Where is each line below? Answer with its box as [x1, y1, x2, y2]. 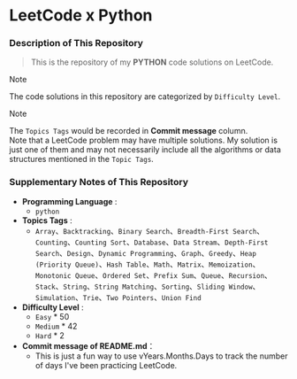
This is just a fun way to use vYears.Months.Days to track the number [34, 351, 288, 361]
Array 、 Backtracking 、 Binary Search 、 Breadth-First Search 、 [34, 225, 265, 236]
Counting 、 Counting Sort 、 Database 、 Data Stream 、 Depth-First [34, 236, 269, 247]
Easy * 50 [34, 311, 70, 321]
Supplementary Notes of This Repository [9, 176, 188, 189]
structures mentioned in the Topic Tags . [9, 154, 155, 165]
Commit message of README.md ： [21, 340, 156, 351]
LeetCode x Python [9, 5, 153, 26]
